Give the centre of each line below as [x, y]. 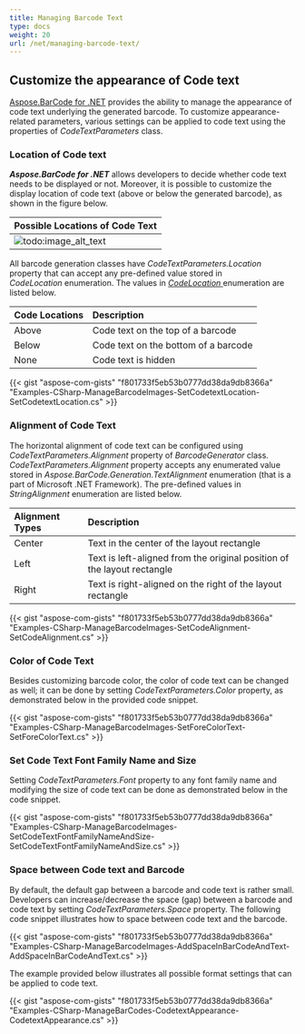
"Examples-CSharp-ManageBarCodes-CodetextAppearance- [124, 1010]
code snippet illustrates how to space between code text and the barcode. [148, 918]
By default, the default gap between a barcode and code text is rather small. [152, 889]
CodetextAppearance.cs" [57, 1019]
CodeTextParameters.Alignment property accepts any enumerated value [145, 464]
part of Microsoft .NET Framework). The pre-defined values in [125, 484]
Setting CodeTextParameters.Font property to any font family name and [143, 780]
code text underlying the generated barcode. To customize [119, 112]
